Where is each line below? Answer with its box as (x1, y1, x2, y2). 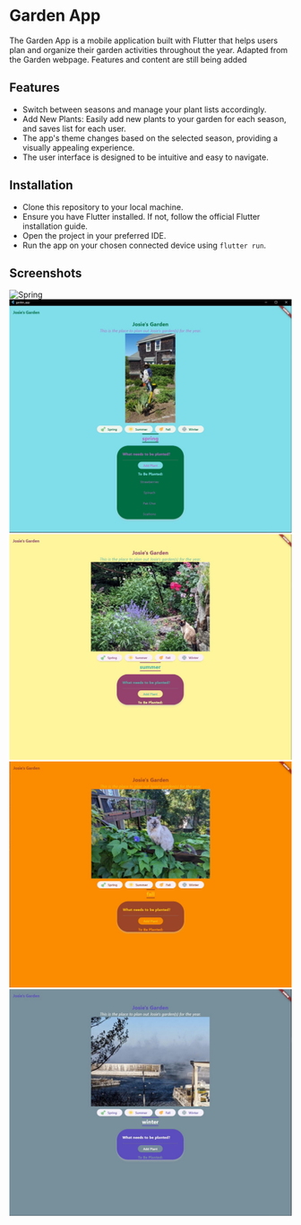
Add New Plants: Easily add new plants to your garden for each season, (21, 113, 287, 124)
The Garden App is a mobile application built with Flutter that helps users (9, 35, 279, 46)
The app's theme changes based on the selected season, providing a (21, 132, 279, 144)
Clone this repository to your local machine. (21, 201, 184, 212)
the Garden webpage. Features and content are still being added (9, 54, 248, 65)
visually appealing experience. (21, 142, 135, 153)
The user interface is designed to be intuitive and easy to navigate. (21, 152, 269, 162)
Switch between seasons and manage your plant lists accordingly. (21, 104, 267, 115)
